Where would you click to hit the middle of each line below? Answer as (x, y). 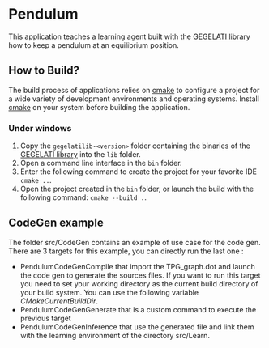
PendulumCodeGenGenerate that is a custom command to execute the (138, 309)
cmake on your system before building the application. (99, 107)
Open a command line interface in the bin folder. (101, 163)
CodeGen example (56, 223)
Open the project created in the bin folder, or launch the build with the (137, 189)
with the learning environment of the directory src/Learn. (115, 335)
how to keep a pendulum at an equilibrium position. (94, 45)
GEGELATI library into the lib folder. (80, 155)
